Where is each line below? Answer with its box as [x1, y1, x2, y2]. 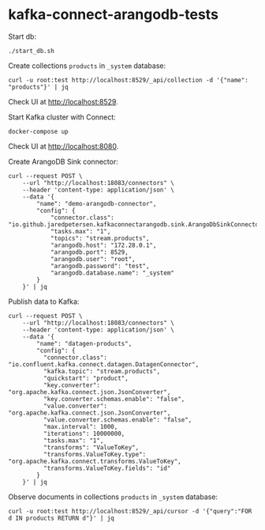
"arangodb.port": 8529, [50, 248, 129, 256]
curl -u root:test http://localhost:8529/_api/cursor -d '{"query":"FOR [8, 507, 252, 515]
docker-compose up [8, 127, 69, 135]
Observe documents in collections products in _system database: [8, 492, 218, 502]
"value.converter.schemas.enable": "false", [43, 415, 192, 424]
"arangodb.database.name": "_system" [50, 269, 175, 277]
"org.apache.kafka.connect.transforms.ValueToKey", [8, 457, 181, 465]
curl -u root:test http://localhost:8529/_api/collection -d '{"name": [8, 76, 248, 84]
